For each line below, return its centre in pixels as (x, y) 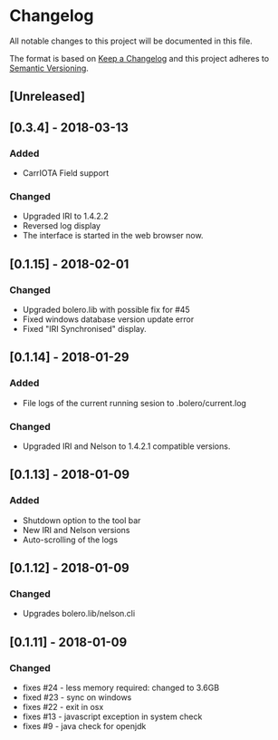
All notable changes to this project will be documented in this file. (131, 41)
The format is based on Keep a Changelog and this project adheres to (139, 58)
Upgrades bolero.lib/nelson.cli (79, 614)
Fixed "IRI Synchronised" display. (84, 329)
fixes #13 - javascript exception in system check (112, 716)
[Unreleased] (48, 97)
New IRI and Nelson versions (76, 530)
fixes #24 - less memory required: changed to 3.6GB (121, 688)
